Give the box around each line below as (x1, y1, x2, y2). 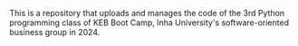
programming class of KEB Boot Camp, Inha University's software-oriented (9, 17, 290, 28)
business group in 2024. (9, 27, 101, 37)
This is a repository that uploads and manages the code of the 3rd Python (9, 8, 285, 18)
